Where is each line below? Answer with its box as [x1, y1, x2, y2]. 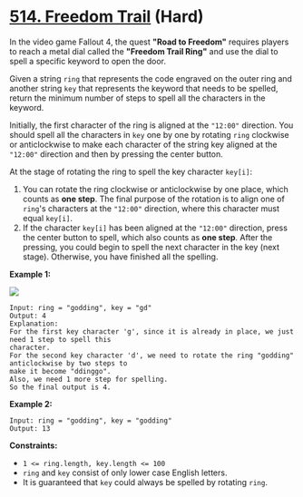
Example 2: [9, 398, 53, 409]
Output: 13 [9, 424, 51, 433]
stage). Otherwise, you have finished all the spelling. [22, 251, 219, 262]
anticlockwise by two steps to [9, 358, 128, 368]
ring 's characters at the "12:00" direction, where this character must [22, 202, 279, 214]
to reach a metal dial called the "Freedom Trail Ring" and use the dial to [9, 45, 279, 56]
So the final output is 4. [9, 383, 112, 392]
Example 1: [9, 268, 52, 279]
